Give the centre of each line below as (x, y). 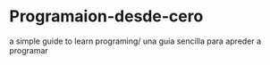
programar (29, 50)
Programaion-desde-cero (106, 16)
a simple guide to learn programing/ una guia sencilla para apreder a (135, 41)
